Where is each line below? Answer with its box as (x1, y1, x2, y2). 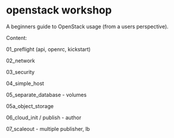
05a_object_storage (6, 102, 54, 109)
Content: (6, 34, 28, 41)
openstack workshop (6, 4, 112, 17)
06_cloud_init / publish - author (6, 114, 82, 121)
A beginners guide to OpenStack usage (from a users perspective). (6, 23, 169, 30)
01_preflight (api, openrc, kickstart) (6, 45, 91, 53)
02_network (6, 57, 35, 64)
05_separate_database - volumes (6, 91, 87, 98)
